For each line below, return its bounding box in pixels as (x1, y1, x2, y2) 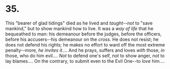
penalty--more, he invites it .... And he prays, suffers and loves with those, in (5, 47, 165, 53)
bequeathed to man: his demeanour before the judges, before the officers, (5, 31, 162, 37)
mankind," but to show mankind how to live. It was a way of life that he (5, 25, 154, 31)
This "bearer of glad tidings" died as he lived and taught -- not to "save (5, 20, 153, 26)
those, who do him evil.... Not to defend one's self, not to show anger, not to (5, 52, 165, 59)
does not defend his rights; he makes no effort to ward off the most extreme (5, 41, 165, 48)
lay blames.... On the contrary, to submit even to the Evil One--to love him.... (5, 58, 165, 64)
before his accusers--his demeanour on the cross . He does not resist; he (5, 36, 159, 42)
